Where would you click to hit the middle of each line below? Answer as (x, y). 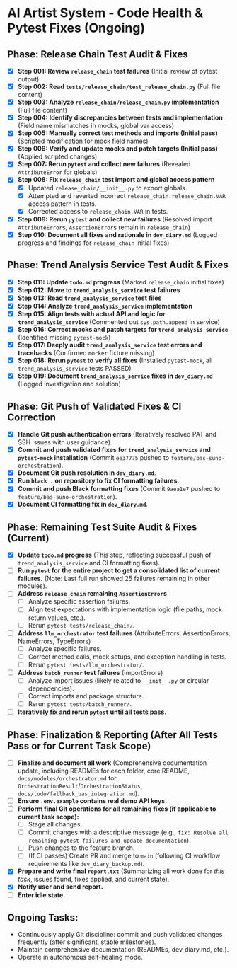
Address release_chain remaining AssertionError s (92, 594)
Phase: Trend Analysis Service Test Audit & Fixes (118, 265)
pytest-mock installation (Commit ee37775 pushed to (93, 458)
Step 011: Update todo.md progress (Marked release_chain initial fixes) (121, 282)
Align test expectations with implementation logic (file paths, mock (125, 609)
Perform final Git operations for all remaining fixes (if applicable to (117, 809)
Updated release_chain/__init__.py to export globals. (108, 188)
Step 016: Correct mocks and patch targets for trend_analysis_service (123, 329)
